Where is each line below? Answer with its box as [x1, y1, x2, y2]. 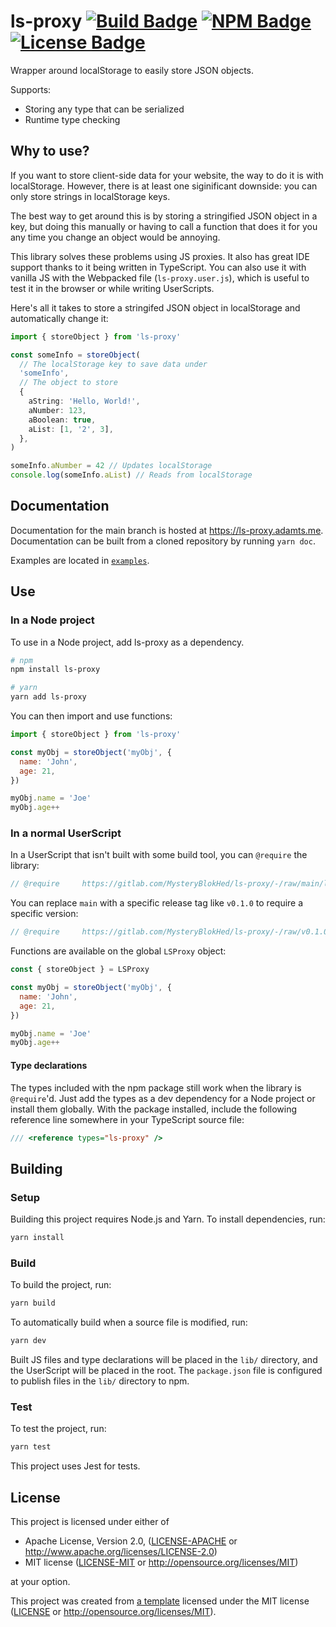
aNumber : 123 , [28, 405, 87, 415]
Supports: [10, 83, 52, 95]
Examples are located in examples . [10, 554, 150, 566]
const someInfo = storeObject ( [10, 350, 141, 360]
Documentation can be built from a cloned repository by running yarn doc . [10, 535, 316, 547]
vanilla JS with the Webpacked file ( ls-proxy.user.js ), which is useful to [10, 271, 310, 284]
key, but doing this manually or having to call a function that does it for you [10, 220, 318, 232]
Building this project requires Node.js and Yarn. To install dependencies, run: [10, 1213, 326, 1225]
